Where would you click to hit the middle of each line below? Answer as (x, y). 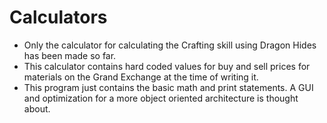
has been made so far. (70, 55)
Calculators (58, 17)
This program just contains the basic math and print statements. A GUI (168, 87)
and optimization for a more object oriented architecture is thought (161, 98)
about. (37, 108)
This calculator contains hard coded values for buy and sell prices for (167, 66)
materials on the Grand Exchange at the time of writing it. (141, 77)
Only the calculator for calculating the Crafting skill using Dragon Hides (170, 45)
